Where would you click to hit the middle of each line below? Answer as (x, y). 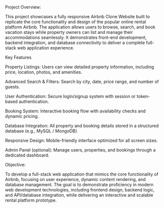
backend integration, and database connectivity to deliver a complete (75, 43)
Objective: (15, 165)
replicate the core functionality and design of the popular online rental (76, 22)
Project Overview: (23, 7)
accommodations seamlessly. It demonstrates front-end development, (76, 37)
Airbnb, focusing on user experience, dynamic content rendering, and (75, 179)
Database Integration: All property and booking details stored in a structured (82, 126)
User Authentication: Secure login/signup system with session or (70, 96)
